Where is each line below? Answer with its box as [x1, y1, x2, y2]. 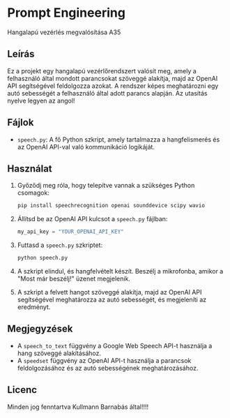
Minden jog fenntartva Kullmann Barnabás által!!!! [7, 403, 149, 411]
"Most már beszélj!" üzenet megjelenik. [17, 274, 131, 283]
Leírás [7, 48, 35, 60]
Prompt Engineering [7, 5, 125, 21]
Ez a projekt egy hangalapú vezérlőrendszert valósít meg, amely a [7, 66, 197, 75]
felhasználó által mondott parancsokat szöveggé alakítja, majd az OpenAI [7, 74, 218, 82]
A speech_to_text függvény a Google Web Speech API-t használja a [17, 341, 213, 350]
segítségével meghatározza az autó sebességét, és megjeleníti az [17, 295, 207, 304]
